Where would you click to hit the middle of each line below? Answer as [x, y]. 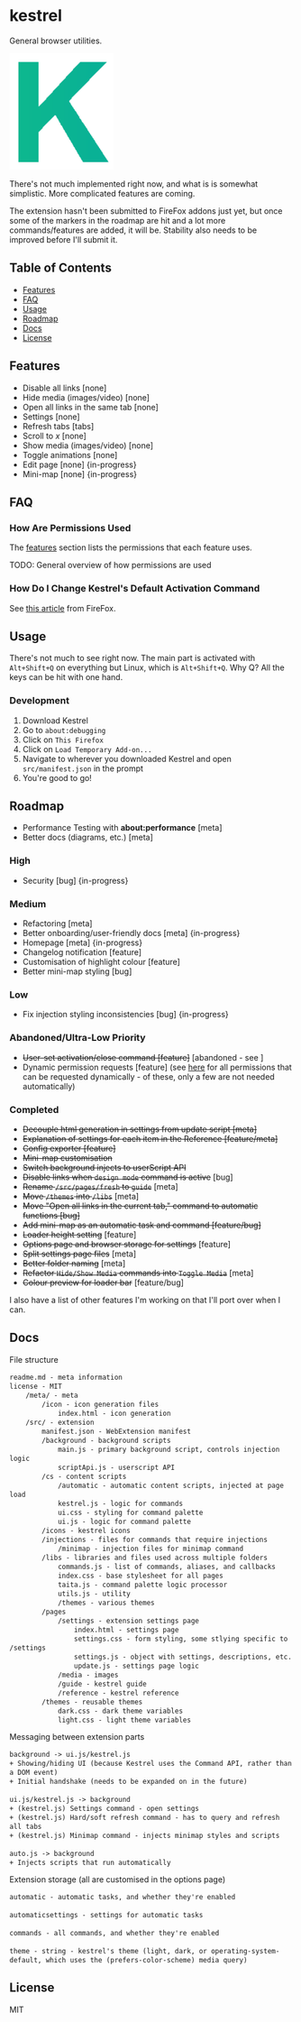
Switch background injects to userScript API [104, 1167]
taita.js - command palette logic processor [142, 1585]
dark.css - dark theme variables [120, 1711]
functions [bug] [51, 1215]
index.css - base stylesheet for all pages [140, 1576]
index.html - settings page [126, 1630]
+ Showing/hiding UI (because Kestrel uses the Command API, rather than [151, 1763]
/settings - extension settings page [128, 1621]
